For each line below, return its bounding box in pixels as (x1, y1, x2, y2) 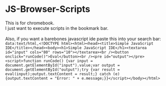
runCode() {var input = (43, 58, 93, 63)
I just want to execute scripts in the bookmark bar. (5, 25, 109, 31)
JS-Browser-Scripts (5, 3, 90, 15)
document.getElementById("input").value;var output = (5, 63, 120, 68)
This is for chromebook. (5, 20, 55, 26)
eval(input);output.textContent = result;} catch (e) (5, 71, 120, 77)
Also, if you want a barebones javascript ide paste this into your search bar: (5, 36, 161, 42)
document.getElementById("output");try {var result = (5, 67, 120, 72)
